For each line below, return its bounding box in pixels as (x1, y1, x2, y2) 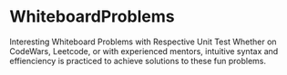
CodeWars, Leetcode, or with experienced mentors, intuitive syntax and (9, 45, 279, 56)
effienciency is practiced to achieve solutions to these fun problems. (9, 55, 267, 66)
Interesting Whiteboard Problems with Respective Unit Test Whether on (9, 36, 277, 47)
